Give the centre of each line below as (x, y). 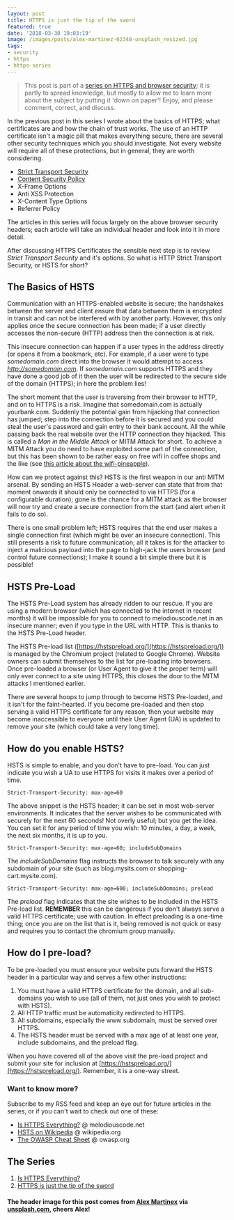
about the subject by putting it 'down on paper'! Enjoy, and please (119, 100)
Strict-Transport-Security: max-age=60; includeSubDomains (95, 848)
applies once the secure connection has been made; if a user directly (107, 326)
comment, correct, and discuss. (70, 107)
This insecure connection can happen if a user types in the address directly (116, 347)
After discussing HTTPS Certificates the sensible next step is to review (109, 250)
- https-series (29, 65)
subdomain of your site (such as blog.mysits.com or (82, 868)
